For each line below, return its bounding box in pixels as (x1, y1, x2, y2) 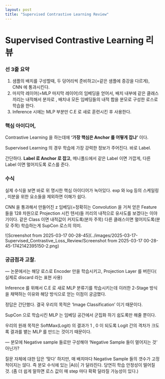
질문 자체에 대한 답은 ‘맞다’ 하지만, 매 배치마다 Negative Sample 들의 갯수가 (5, 356, 151, 362)
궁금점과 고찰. (5, 256, 36, 263)
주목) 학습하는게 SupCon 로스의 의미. (10, 223, 82, 228)
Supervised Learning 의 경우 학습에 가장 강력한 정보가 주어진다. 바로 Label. (5, 145, 151, 151)
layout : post (5, 7, 32, 12)
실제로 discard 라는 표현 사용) (5, 274, 63, 280)
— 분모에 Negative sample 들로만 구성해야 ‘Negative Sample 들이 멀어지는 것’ (5, 339, 158, 345)
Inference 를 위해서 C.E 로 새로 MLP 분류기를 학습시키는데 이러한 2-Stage (5, 285, 149, 291)
